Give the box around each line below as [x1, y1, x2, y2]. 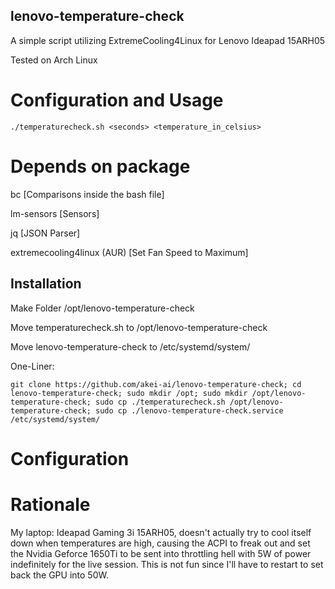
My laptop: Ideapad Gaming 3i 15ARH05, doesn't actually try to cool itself [10, 526, 312, 538]
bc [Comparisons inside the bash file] [10, 188, 165, 200]
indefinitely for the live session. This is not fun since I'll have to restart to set [10, 558, 324, 570]
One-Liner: [10, 360, 55, 372]
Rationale [10, 493, 91, 516]
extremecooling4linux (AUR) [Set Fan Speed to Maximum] [10, 246, 249, 258]
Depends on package [10, 155, 191, 178]
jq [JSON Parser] [10, 227, 81, 239]
